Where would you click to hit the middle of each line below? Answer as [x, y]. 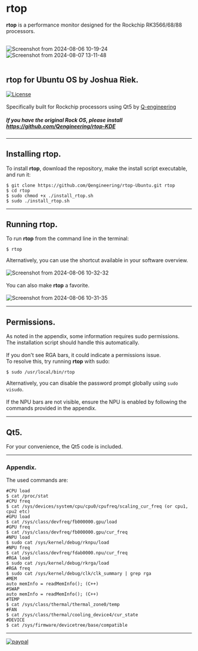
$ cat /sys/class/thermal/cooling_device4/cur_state [72, 615]
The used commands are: [37, 480]
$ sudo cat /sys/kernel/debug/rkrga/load [58, 563]
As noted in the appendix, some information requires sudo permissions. [93, 336]
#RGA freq [18, 568]
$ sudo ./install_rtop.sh [38, 201]
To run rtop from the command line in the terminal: [67, 238]
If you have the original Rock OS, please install [64, 120]
